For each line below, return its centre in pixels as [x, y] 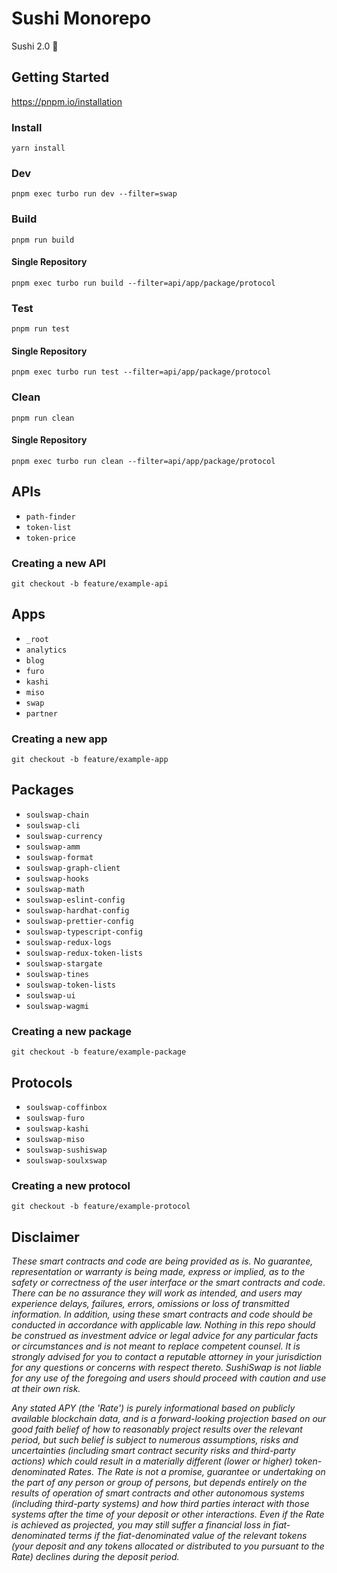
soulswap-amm [53, 847]
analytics [46, 650]
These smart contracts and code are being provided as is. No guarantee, [162, 1261]
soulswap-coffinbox [66, 1107]
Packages [42, 790]
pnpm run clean [43, 418]
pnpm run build [43, 240]
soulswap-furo [55, 1118]
